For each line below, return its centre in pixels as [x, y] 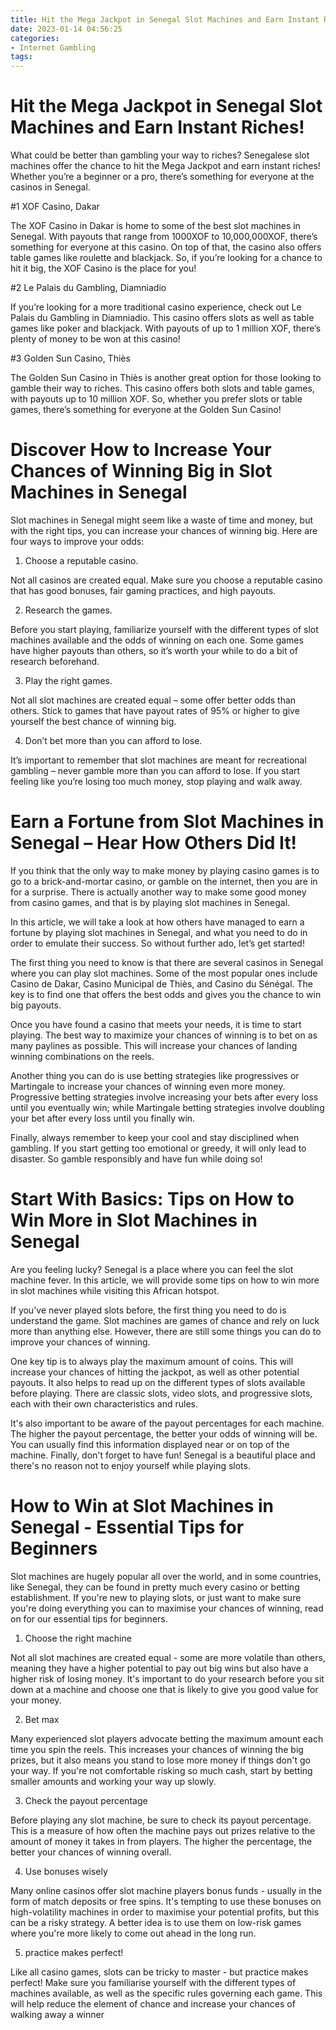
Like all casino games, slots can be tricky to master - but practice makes [159, 1972]
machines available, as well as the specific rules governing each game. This [166, 1993]
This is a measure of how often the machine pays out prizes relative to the [163, 1830]
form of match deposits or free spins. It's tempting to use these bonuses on [166, 1901]
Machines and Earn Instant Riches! [157, 127]
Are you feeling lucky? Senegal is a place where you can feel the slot [152, 1269]
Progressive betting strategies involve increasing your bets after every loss [164, 1097]
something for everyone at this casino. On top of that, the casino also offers [166, 247]
